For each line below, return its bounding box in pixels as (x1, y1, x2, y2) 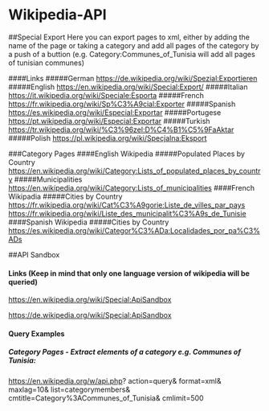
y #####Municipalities (8, 175, 83, 184)
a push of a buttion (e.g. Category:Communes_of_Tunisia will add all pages (8, 49, 255, 59)
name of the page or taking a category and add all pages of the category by (8, 40, 259, 50)
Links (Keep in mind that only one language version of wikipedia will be (8, 268, 251, 278)
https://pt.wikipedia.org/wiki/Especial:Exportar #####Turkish (8, 116, 210, 125)
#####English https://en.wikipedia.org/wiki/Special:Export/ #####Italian (8, 82, 248, 92)
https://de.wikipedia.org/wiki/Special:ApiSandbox (8, 310, 172, 320)
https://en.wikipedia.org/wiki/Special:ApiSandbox (8, 295, 172, 305)
